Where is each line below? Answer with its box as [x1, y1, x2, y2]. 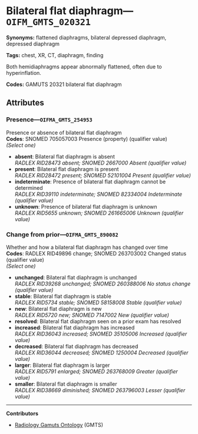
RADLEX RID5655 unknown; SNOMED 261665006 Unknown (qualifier [14, 209, 184, 216]
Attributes [6, 98, 44, 108]
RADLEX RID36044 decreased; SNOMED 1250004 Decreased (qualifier [14, 349, 189, 356]
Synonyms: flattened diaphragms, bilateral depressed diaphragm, [6, 34, 167, 41]
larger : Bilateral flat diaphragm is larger [14, 361, 110, 369]
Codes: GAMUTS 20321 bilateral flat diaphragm [6, 81, 122, 88]
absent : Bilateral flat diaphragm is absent [14, 153, 115, 160]
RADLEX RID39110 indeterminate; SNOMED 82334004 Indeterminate [14, 190, 183, 198]
